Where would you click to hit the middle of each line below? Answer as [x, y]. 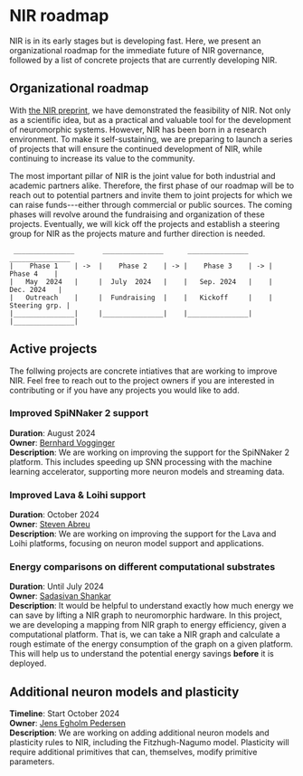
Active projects [53, 349]
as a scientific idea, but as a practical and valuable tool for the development [150, 119]
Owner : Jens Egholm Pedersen [68, 724]
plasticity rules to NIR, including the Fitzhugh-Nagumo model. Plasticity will [149, 743]
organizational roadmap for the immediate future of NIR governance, [137, 50]
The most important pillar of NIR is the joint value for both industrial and [142, 175]
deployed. [28, 663]
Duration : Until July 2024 [57, 587]
